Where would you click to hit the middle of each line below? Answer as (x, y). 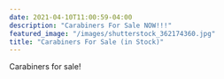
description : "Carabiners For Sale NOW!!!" (91, 25)
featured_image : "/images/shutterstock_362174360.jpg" (112, 33)
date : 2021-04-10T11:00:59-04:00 (71, 17)
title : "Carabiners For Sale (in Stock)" (87, 42)
